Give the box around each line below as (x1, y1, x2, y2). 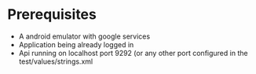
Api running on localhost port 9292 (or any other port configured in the (18, 48, 248, 57)
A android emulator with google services (18, 31, 151, 41)
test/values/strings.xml (18, 57, 93, 66)
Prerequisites (7, 6, 97, 24)
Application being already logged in (18, 39, 134, 49)
